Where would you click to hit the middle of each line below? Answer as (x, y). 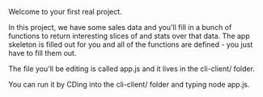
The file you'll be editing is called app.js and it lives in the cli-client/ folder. (131, 69)
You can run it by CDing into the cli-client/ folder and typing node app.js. (129, 84)
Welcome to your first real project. (66, 12)
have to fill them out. (42, 53)
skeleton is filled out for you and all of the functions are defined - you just (131, 44)
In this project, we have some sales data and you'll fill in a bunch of (120, 27)
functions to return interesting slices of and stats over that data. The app (129, 36)
